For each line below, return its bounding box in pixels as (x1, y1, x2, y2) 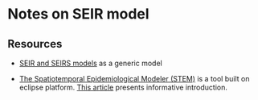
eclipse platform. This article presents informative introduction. (18, 82, 228, 92)
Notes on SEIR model (7, 5, 149, 23)
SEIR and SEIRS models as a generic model (18, 58, 162, 68)
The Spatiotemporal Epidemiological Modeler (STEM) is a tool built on (18, 74, 250, 83)
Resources (7, 37, 63, 51)
